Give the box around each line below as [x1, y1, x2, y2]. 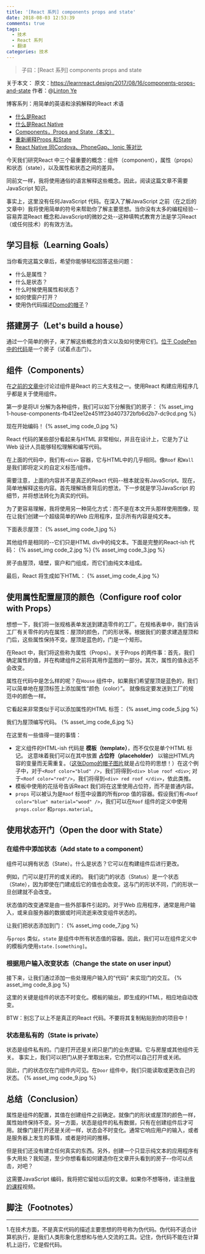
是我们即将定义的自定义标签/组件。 [6, 464, 95, 471]
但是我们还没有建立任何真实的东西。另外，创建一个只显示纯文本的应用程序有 [6, 1147, 199, 1154]
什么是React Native [15, 120, 64, 128]
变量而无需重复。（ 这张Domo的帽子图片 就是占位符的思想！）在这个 [26, 760, 193, 767]
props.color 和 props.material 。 [15, 806, 96, 812]
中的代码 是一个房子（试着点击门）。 [6, 346, 95, 353]
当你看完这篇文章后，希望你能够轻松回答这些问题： [6, 257, 135, 264]
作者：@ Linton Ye [32, 87, 77, 94]
